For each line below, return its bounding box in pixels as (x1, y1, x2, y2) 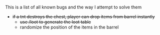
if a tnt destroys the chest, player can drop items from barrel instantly (12, 14, 155, 19)
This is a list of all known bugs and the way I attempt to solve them (5, 4, 142, 10)
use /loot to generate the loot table (19, 19, 91, 25)
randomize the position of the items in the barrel (19, 24, 119, 30)
